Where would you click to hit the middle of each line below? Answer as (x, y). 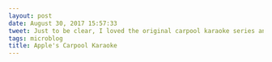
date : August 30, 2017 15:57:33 (63, 23)
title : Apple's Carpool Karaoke (63, 46)
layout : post (30, 16)
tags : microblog (36, 38)
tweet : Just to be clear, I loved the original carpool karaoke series (132, 31)
